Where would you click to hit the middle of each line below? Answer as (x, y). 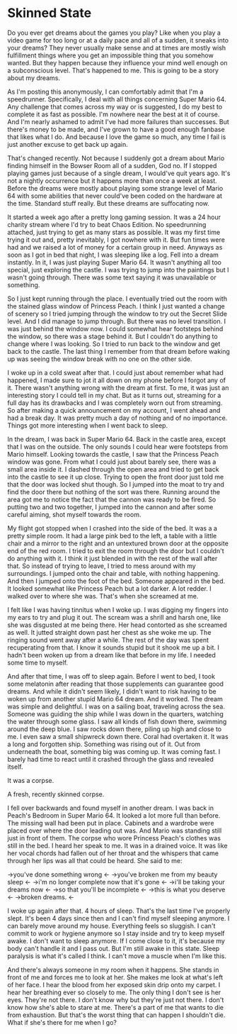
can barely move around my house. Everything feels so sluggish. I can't (111, 925)
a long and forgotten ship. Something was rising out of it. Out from (104, 744)
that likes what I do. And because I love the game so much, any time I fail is (117, 137)
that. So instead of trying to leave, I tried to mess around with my (102, 566)
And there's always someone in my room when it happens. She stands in (113, 969)
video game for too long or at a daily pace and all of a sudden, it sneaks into (118, 40)
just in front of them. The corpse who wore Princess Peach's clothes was (114, 838)
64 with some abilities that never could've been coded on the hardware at (115, 196)
